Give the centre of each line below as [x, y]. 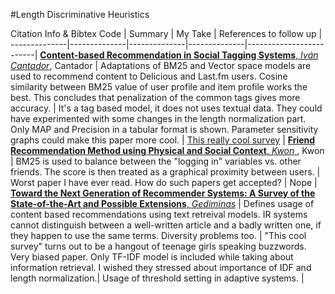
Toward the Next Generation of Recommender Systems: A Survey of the [163, 193]
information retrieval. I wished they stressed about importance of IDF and [161, 267]
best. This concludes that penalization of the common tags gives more [155, 97]
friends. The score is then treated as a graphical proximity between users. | [165, 172]
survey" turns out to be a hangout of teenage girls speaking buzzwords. [158, 246]
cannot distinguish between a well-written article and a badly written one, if [166, 225]
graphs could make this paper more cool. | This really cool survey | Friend [163, 140]
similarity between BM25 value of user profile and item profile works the [159, 87]
